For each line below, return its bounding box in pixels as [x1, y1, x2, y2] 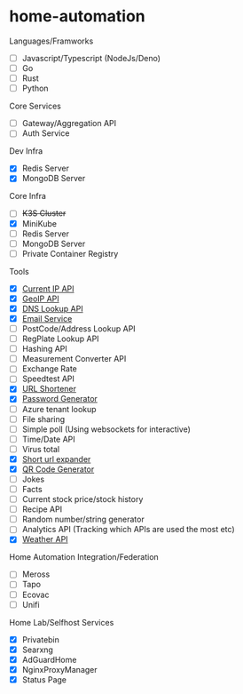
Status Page [21, 674, 67, 685]
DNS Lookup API [21, 303, 83, 314]
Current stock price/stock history [21, 494, 144, 505]
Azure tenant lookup [21, 403, 97, 414]
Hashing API [21, 344, 68, 355]
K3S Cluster [21, 208, 67, 219]
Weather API [21, 534, 68, 545]
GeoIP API [21, 293, 59, 304]
